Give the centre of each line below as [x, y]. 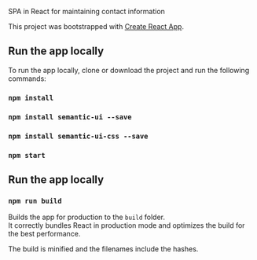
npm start [27, 155]
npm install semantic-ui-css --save [78, 136]
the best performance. [44, 234]
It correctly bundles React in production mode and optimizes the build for [127, 225]
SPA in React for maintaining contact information [86, 11]
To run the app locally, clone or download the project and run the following [129, 70]
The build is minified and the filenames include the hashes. [103, 249]
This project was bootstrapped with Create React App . [96, 26]
